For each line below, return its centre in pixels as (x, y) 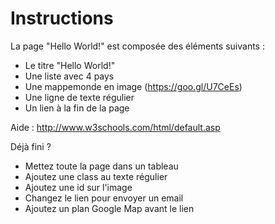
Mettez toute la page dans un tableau (101, 166)
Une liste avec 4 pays (69, 76)
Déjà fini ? (31, 146)
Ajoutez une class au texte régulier (96, 176)
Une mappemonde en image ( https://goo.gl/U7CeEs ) (133, 86)
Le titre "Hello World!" (70, 65)
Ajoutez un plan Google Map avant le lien (109, 208)
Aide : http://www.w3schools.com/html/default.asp (115, 127)
